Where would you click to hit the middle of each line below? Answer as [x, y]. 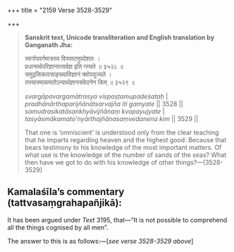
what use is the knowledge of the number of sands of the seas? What [125, 155]
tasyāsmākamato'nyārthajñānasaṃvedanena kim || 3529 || [111, 119]
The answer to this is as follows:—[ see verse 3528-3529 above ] [100, 241]
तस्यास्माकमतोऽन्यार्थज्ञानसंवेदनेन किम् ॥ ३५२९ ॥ [80, 82]
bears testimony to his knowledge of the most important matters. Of [123, 147]
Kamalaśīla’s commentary [66, 192]
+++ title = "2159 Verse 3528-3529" [60, 10]
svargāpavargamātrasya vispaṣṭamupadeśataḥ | [96, 96]
